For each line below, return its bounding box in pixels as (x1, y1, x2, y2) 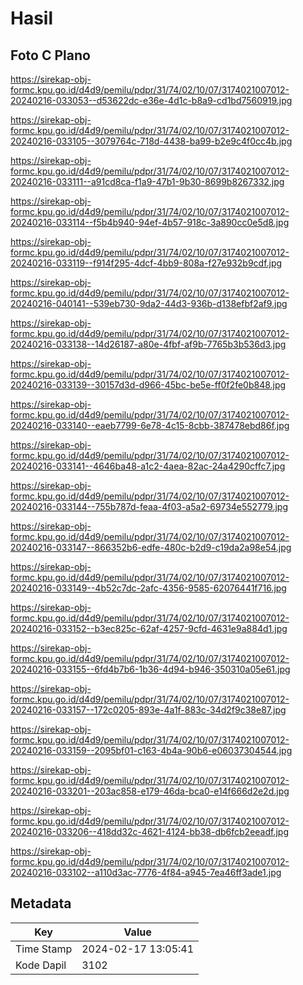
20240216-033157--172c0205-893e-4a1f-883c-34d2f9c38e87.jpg (10, 704, 287, 716)
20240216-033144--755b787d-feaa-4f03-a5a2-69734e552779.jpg (10, 501, 289, 512)
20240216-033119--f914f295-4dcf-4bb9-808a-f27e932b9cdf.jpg (10, 257, 283, 269)
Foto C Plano (10, 47, 91, 64)
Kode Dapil (15, 958, 67, 972)
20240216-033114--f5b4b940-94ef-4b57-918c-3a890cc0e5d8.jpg (10, 217, 290, 228)
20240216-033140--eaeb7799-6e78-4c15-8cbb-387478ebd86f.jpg (10, 420, 290, 431)
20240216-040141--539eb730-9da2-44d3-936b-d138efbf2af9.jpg (10, 298, 288, 309)
